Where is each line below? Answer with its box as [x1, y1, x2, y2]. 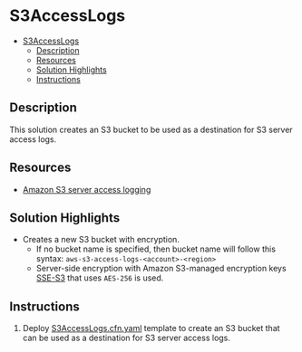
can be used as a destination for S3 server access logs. [22, 332, 231, 344]
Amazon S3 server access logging [22, 184, 151, 195]
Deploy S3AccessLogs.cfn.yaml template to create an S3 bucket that [22, 323, 280, 334]
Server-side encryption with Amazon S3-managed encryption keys [35, 263, 287, 274]
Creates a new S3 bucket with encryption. [22, 234, 180, 245]
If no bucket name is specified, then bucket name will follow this [35, 243, 277, 254]
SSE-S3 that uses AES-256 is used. [35, 272, 164, 283]
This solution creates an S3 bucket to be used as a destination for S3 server [9, 124, 293, 135]
